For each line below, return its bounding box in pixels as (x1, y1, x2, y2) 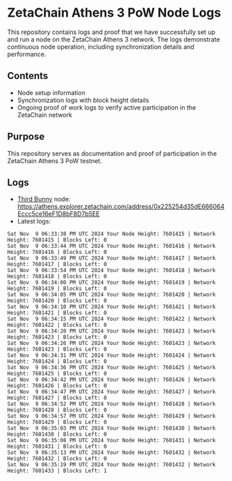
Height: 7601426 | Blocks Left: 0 (7, 382, 108, 389)
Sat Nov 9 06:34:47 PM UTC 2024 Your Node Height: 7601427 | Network (7, 389, 216, 396)
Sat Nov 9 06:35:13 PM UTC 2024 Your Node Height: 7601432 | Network (7, 449, 216, 456)
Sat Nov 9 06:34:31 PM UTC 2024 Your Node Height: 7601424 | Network (7, 352, 216, 359)
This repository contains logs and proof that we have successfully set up (7, 28, 215, 36)
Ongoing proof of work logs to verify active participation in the (17, 103, 197, 112)
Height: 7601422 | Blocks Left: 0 (7, 321, 108, 329)
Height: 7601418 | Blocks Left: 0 (7, 273, 108, 280)
